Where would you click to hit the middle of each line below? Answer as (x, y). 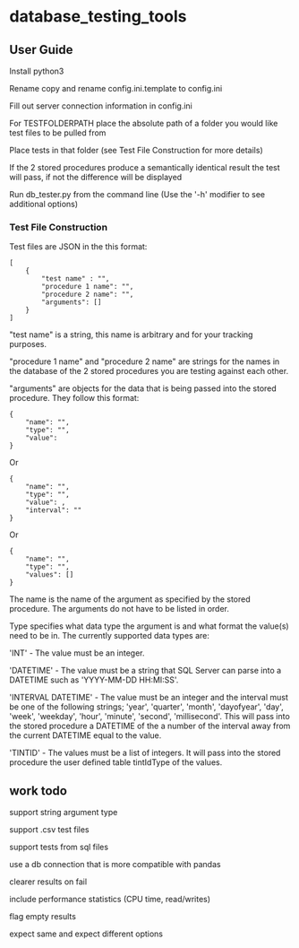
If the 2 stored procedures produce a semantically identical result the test (145, 167)
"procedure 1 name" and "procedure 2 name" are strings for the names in (145, 361)
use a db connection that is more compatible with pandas (115, 865)
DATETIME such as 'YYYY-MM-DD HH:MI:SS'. (94, 680)
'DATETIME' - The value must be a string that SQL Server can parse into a (145, 671)
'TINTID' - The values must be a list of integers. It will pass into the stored (145, 753)
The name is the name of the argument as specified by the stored (130, 599)
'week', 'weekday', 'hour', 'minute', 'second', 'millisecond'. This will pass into (150, 717)
